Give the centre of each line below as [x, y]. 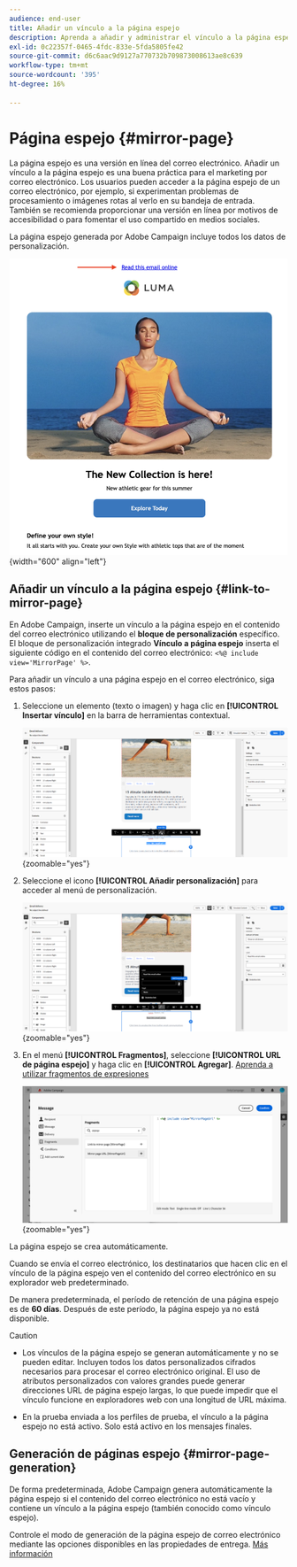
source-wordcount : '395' [55, 75]
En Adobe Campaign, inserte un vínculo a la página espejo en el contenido [145, 624]
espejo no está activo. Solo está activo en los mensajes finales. [137, 1426]
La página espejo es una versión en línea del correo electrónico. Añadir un [145, 163]
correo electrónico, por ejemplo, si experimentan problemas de [124, 191]
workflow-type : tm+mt [49, 66]
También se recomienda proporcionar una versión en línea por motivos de [144, 210]
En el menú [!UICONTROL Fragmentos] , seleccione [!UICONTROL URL [151, 1055]
